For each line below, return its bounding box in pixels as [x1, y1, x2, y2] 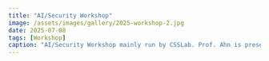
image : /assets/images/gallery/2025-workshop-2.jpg [8, 19, 184, 27]
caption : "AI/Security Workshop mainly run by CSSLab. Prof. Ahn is [8, 41, 242, 49]
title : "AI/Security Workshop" [8, 11, 113, 20]
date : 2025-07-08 [8, 26, 66, 34]
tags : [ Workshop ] [8, 33, 66, 42]
